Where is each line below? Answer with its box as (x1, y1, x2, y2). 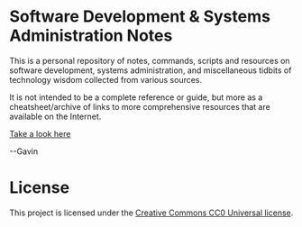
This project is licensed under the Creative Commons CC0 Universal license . (9, 207, 294, 218)
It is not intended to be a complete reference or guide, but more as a (9, 92, 263, 103)
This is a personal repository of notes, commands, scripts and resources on (9, 55, 290, 66)
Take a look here (9, 128, 71, 139)
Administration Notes (9, 25, 173, 46)
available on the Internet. (9, 111, 102, 122)
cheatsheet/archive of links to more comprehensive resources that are (9, 101, 270, 112)
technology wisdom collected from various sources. (9, 74, 203, 85)
